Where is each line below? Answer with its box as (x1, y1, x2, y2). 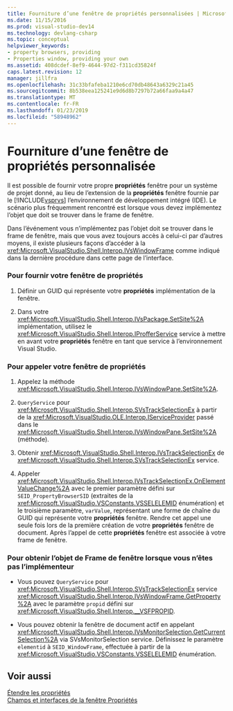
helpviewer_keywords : (7, 42, 70, 49)
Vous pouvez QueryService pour (17, 578, 109, 586)
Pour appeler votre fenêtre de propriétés (7, 362, 146, 371)
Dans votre (17, 307, 49, 316)
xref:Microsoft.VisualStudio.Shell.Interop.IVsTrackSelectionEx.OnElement (17, 477, 225, 485)
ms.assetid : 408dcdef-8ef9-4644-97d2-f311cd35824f (7, 62, 157, 69)
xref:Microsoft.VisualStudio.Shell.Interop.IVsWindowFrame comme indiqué (7, 246, 221, 254)
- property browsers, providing (7, 49, 101, 56)
